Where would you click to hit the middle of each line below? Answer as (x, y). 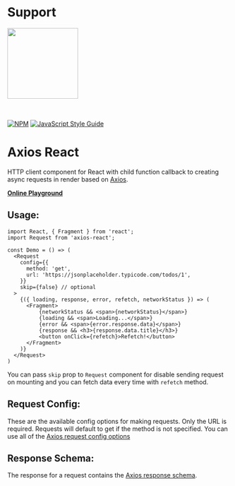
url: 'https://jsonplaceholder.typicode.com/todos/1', (108, 275)
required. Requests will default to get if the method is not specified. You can (117, 429)
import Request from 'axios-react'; (61, 237)
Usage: (24, 215)
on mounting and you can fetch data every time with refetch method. (108, 381)
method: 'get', (48, 268)
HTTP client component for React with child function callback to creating (113, 172)
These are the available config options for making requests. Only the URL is (117, 421)
